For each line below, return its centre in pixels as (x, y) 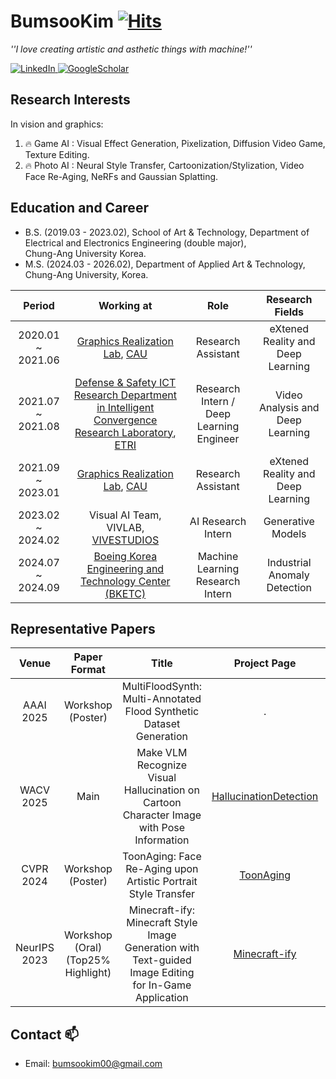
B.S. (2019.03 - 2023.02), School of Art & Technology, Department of (167, 232)
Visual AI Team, (125, 515)
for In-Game (162, 985)
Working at (125, 305)
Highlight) (88, 973)
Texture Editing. (57, 154)
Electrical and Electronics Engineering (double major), (135, 242)
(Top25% (88, 960)
